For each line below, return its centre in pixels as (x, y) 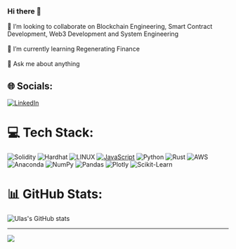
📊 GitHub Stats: (55, 194)
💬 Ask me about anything (44, 64)
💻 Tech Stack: (51, 133)
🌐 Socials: (30, 86)
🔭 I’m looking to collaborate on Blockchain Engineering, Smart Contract (110, 27)
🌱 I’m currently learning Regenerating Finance (74, 49)
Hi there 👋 (25, 11)
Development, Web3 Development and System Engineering (93, 34)
